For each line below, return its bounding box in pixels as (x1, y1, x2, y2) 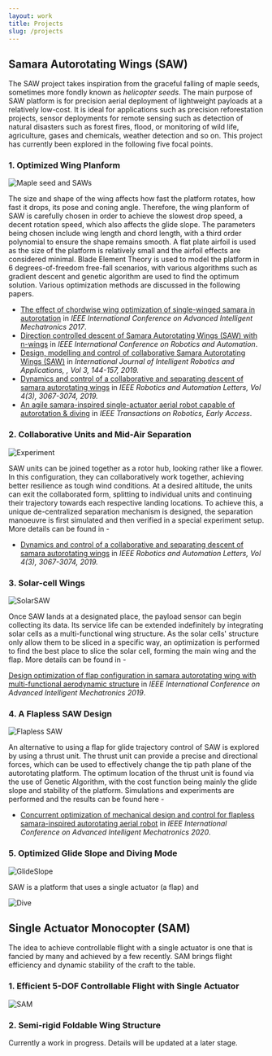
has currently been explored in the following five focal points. (8, 139, 214, 149)
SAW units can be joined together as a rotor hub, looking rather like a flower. (8, 463, 264, 473)
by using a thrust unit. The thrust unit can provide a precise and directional (8, 751, 258, 761)
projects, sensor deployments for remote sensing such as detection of (8, 113, 244, 123)
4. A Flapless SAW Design (8, 708, 112, 719)
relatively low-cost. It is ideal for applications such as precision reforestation (8, 105, 264, 115)
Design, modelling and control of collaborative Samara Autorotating (19, 348, 246, 358)
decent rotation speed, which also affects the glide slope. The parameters (8, 220, 256, 230)
